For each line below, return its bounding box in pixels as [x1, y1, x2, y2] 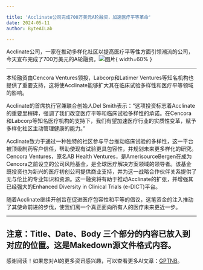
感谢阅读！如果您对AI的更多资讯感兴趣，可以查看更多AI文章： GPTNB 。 [6, 257, 183, 265]
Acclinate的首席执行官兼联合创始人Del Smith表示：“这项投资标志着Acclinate [6, 102, 195, 110]
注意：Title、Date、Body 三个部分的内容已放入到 [6, 228, 190, 239]
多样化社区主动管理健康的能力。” [6, 125, 86, 132]
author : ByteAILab [6, 25, 53, 31]
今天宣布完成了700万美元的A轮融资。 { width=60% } [6, 56, 152, 63]
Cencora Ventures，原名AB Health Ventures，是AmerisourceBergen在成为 [6, 153, 192, 160]
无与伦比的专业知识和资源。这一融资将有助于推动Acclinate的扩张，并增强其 [6, 176, 194, 183]
